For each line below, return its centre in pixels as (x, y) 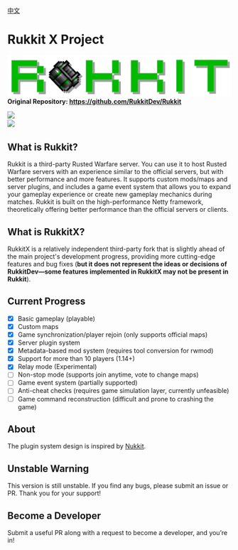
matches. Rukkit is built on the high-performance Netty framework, (106, 202)
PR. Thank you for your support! (54, 493)
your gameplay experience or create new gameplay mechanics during (110, 195)
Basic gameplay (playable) (56, 318)
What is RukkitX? (46, 232)
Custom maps (38, 326)
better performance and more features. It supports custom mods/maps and (118, 179)
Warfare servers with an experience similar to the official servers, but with (115, 172)
